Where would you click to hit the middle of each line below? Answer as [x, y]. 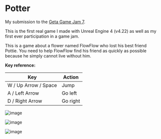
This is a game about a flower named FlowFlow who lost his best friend [76, 45]
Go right [71, 101]
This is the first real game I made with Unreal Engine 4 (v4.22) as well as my [81, 31]
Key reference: [20, 65]
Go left [69, 93]
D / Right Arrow [25, 101]
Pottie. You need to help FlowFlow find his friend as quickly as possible [76, 51]
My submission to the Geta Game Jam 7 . [45, 22]
